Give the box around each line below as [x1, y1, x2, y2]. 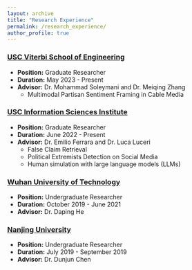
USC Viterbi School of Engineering [7, 53, 125, 62]
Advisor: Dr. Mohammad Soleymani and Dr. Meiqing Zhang [17, 82, 186, 91]
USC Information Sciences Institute [7, 107, 128, 117]
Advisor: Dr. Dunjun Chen [17, 255, 91, 264]
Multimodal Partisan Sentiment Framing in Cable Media [27, 90, 184, 98]
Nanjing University [7, 225, 71, 235]
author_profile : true [7, 29, 70, 37]
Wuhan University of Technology [7, 177, 121, 187]
